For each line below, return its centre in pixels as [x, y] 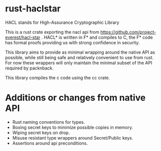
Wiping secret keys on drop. [41, 133]
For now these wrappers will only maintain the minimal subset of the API [79, 63]
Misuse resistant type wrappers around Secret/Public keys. [73, 138]
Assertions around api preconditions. [50, 143]
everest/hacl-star [23, 37]
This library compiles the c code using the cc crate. [57, 77]
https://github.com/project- [128, 32]
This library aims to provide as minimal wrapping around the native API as [80, 52]
